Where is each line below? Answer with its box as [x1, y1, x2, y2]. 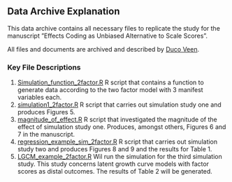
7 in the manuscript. [17, 130, 75, 139]
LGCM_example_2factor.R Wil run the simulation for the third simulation [17, 153, 222, 161]
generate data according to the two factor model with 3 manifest [17, 86, 204, 94]
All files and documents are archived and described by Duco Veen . [7, 45, 200, 53]
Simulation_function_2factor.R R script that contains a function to [17, 78, 204, 86]
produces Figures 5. [17, 108, 75, 116]
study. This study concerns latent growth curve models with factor [17, 160, 210, 168]
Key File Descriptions [7, 62, 82, 72]
